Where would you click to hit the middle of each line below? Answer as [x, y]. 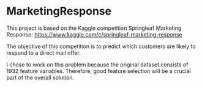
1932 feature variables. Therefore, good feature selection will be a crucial [99, 71]
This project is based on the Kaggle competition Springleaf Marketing [94, 28]
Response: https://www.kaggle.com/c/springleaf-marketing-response [94, 34]
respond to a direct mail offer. [43, 52]
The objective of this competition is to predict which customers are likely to [101, 46]
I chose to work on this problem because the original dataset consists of [97, 64]
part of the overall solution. [40, 77]
